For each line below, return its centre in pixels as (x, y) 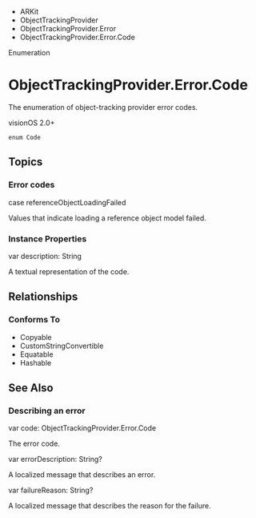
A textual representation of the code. (69, 271)
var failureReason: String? (51, 490)
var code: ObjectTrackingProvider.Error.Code (82, 428)
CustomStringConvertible (62, 346)
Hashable (36, 362)
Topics (26, 162)
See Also (31, 388)
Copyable (36, 337)
